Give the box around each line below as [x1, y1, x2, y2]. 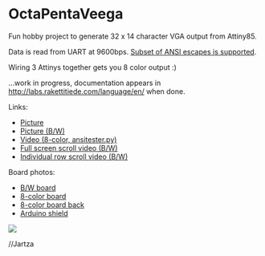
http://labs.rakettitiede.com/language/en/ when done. [8, 86, 186, 96]
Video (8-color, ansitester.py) [19, 134, 117, 144]
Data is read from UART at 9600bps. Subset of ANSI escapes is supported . [8, 47, 257, 56]
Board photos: [8, 167, 55, 177]
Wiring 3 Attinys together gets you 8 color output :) [8, 62, 177, 72]
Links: [8, 102, 28, 112]
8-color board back [19, 200, 85, 209]
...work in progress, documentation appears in [8, 78, 161, 87]
